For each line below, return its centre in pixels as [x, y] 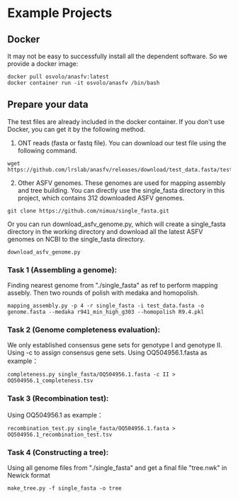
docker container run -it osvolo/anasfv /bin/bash [84, 83]
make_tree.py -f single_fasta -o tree [64, 488]
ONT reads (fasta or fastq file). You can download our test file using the [122, 142]
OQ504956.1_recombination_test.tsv [60, 434]
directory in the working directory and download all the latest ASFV [105, 231]
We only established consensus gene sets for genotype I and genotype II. [115, 345]
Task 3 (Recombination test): [58, 398]
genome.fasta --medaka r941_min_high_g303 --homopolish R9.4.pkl [106, 312]
